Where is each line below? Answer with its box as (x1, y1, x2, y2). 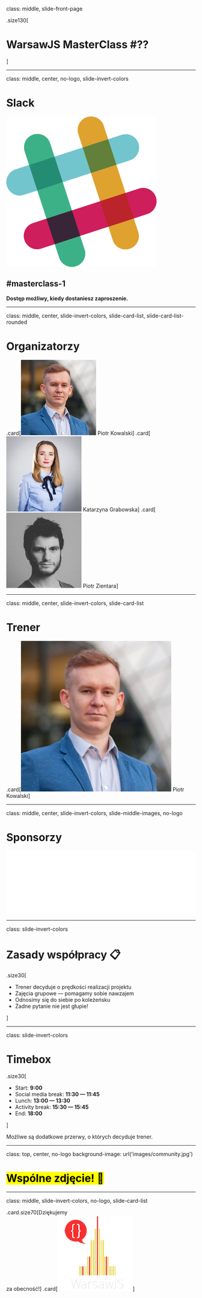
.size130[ (6, 17, 29, 23)
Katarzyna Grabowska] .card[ (82, 506, 156, 513)
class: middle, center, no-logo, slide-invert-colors (6, 75, 129, 82)
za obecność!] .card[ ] (6, 1285, 135, 1293)
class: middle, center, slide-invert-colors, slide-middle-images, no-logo (6, 809, 183, 816)
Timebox (6, 1053, 52, 1066)
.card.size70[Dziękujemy (6, 1209, 68, 1216)
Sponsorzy (6, 830, 62, 844)
